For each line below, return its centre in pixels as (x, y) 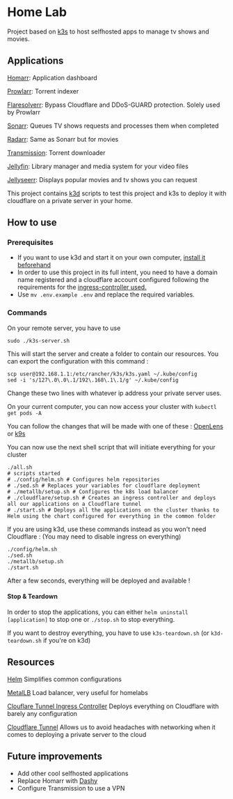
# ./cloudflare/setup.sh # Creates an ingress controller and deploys (112, 498)
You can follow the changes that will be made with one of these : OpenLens (115, 426)
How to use (32, 223)
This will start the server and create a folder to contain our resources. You (113, 354)
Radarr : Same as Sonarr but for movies (63, 139)
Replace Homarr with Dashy (57, 781)
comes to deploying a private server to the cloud (77, 734)
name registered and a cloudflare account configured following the (113, 280)
